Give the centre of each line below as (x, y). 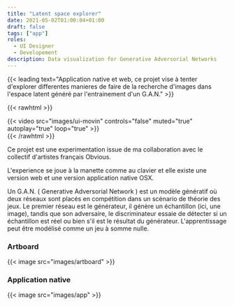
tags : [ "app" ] (28, 33)
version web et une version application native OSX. (81, 177)
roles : (17, 40)
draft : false (26, 27)
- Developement (36, 53)
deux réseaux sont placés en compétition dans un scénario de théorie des (114, 198)
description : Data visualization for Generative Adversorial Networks (112, 59)
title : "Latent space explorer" (54, 14)
